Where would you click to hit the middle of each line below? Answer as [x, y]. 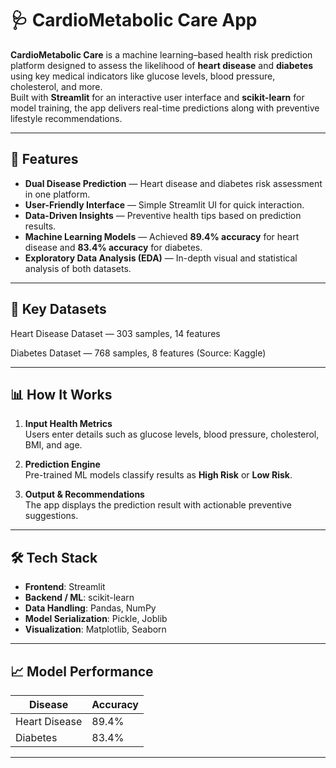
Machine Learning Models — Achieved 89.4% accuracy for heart [162, 236]
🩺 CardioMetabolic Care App [134, 20]
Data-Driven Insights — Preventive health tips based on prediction [163, 215]
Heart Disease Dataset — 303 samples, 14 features [115, 333]
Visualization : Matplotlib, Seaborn [95, 629]
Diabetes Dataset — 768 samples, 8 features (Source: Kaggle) [138, 353]
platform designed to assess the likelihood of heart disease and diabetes [162, 65]
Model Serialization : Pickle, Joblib [96, 619]
